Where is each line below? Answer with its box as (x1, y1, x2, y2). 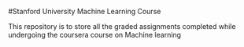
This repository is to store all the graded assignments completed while (8, 22, 236, 31)
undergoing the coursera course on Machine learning (8, 31, 182, 39)
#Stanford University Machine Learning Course (8, 7, 161, 16)
